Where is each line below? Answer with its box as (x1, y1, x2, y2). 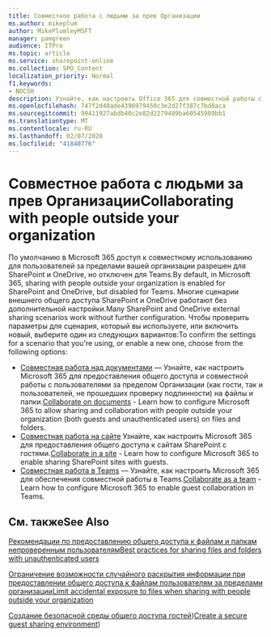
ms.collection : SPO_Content (8, 65, 104, 73)
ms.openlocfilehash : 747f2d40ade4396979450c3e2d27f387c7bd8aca (8, 102, 227, 110)
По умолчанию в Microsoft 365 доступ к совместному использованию (8, 252, 253, 263)
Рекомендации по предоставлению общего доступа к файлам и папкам (8, 537, 257, 546)
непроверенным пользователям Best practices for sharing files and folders (8, 545, 262, 555)
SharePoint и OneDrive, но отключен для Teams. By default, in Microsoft (8, 270, 251, 280)
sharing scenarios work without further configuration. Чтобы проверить (8, 313, 249, 323)
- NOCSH (8, 86, 35, 95)
